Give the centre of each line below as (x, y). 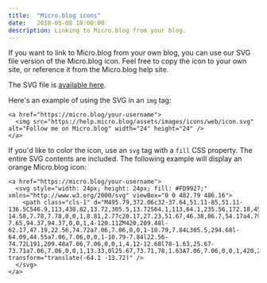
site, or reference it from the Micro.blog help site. (89, 70)
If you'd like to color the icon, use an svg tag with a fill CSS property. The (130, 151)
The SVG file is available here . (57, 85)
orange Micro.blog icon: (47, 167)
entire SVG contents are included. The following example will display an (125, 159)
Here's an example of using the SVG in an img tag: (90, 101)
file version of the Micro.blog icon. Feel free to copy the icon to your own (128, 61)
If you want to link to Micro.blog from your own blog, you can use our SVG (130, 53)
